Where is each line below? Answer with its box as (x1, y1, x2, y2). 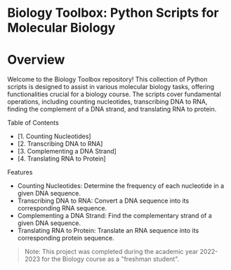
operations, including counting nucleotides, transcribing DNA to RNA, (7, 97, 208, 106)
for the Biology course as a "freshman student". (41, 255, 180, 264)
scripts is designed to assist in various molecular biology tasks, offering (7, 83, 215, 91)
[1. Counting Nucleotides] (17, 132, 91, 141)
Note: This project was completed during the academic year (24, 248, 199, 256)
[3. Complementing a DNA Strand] (17, 147, 117, 156)
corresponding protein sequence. (17, 234, 114, 243)
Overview (7, 52, 65, 68)
